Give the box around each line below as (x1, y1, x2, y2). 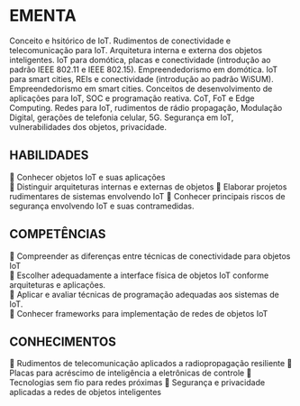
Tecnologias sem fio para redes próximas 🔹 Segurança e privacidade (9, 377, 266, 388)
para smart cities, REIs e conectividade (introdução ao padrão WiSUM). (9, 73, 274, 84)
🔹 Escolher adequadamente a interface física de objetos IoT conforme (9, 270, 269, 281)
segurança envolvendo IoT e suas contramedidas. (9, 200, 195, 211)
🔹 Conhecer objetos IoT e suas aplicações (9, 171, 166, 182)
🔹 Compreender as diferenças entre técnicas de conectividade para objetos (9, 250, 291, 262)
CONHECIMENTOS (9, 334, 117, 349)
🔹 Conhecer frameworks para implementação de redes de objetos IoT (9, 308, 268, 318)
